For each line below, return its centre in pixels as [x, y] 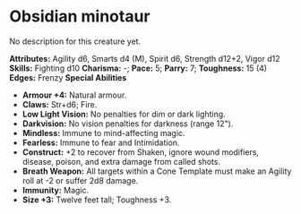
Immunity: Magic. [56, 190]
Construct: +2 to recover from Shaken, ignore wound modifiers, [141, 152]
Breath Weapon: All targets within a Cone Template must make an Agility [157, 171]
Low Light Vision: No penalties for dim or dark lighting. [124, 114]
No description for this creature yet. [75, 41]
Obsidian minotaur [80, 17]
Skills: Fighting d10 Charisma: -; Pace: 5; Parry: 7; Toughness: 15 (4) [138, 68]
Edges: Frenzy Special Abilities [68, 77]
